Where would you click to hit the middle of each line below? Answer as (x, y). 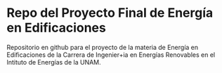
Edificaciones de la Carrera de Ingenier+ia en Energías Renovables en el (111, 55)
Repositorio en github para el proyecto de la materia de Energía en (103, 47)
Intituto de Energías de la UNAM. (54, 62)
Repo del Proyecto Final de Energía (110, 13)
